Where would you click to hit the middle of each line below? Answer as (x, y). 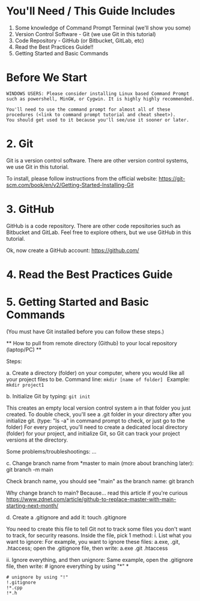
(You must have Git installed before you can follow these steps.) (85, 331)
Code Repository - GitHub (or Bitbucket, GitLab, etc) (79, 40)
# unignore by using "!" (37, 577)
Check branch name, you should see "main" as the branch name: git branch (100, 481)
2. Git (20, 144)
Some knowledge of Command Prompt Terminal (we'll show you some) (103, 28)
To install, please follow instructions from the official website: (82, 178)
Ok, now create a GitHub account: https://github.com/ (73, 250)
